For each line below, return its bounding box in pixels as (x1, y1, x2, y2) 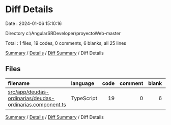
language (71, 80, 95, 87)
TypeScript (71, 95, 98, 102)
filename (8, 80, 30, 87)
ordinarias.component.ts (8, 101, 66, 108)
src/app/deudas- (8, 88, 49, 95)
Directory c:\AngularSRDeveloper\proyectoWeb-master (5, 30, 121, 36)
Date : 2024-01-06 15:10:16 (5, 20, 62, 26)
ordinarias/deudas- (8, 95, 55, 102)
